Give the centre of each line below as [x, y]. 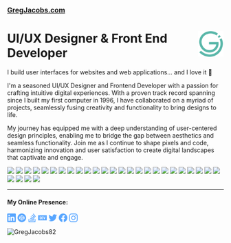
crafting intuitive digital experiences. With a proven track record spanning [111, 93]
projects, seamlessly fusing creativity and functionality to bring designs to [112, 107]
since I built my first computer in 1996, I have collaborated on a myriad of [110, 100]
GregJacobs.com [36, 10]
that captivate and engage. [45, 157]
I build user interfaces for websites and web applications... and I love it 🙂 [110, 72]
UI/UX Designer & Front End [87, 39]
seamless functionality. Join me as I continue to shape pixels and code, [108, 142]
